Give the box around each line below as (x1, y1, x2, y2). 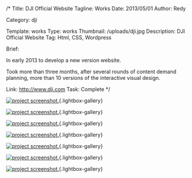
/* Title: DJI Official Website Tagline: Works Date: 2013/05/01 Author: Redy (6, 5, 186, 12)
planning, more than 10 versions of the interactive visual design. (6, 75, 160, 81)
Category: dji (6, 16, 38, 23)
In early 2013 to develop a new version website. (6, 57, 122, 63)
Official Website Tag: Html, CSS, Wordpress (6, 34, 112, 41)
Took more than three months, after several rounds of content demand (6, 68, 177, 75)
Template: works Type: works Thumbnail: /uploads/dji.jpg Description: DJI (6, 28, 186, 35)
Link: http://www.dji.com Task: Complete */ (6, 86, 110, 93)
